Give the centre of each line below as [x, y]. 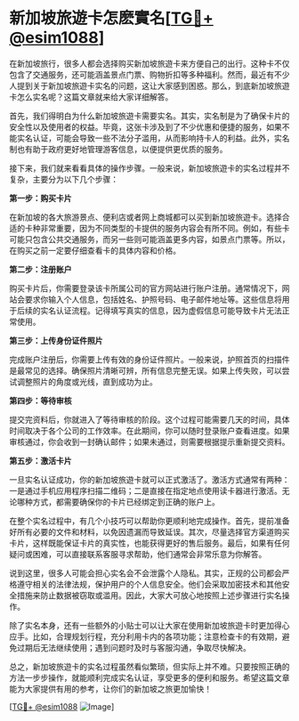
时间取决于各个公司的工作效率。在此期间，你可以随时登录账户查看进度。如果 [149, 430]
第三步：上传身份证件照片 [56, 340]
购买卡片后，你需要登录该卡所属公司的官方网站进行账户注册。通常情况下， [145, 288]
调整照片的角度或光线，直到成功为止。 [87, 381]
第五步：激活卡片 [40, 460]
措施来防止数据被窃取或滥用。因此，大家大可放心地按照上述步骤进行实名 [149, 595]
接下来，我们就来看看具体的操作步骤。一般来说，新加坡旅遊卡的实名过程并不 [149, 168]
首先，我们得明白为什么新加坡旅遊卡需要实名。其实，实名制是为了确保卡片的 [149, 116]
